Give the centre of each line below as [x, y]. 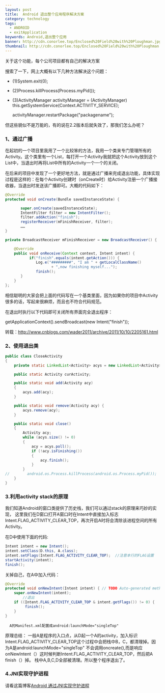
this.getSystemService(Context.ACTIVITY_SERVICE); [66, 105]
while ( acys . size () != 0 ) [49, 438]
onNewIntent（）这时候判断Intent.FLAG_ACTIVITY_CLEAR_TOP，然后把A [79, 654]
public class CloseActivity [34, 356]
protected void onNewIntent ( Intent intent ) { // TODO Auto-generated [78, 588]
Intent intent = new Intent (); [37, 546]
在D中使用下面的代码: [27, 537]
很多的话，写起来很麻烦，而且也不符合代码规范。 [55, 301]
